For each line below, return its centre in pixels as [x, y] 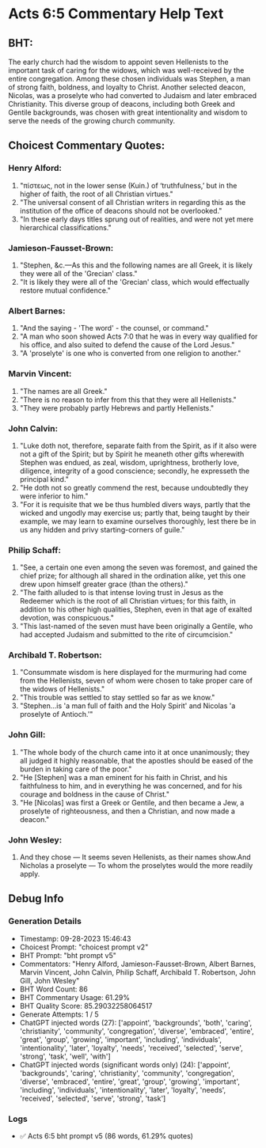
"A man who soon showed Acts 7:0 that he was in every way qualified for [139, 336]
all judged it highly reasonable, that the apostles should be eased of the [136, 760]
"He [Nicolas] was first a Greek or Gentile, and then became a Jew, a [132, 802]
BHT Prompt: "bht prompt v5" [68, 955]
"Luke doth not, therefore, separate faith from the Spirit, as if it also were [138, 445]
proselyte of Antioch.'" [56, 714]
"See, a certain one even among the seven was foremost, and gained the [139, 567]
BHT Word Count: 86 [54, 989]
